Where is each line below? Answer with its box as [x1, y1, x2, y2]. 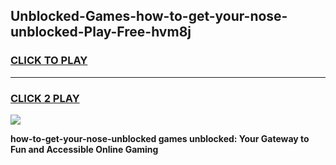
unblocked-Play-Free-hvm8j [10, 24, 192, 41]
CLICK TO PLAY [10, 54, 88, 68]
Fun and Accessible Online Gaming [10, 143, 159, 155]
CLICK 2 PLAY [10, 91, 80, 105]
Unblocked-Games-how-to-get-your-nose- [10, 8, 288, 25]
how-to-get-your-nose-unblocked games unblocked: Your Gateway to [10, 132, 310, 144]
